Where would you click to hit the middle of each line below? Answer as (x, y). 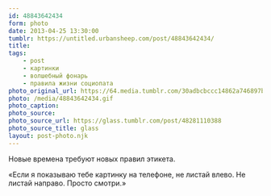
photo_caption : (34, 106)
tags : (17, 53)
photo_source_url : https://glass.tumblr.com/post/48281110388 (115, 121)
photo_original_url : (43, 91)
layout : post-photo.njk (48, 136)
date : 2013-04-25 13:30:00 (54, 31)
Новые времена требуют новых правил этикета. (92, 159)
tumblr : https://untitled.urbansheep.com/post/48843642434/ (112, 38)
